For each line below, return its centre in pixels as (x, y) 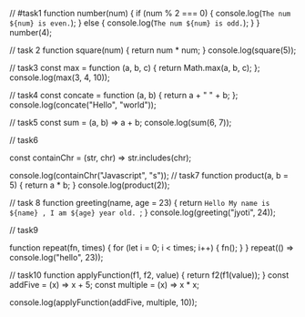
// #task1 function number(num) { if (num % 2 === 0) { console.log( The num (150, 13)
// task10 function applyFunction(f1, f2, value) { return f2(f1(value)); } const (149, 275)
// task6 (24, 140)
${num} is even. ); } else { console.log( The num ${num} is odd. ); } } (135, 23)
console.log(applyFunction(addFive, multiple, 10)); (103, 302)
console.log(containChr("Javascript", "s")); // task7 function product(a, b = (149, 175)
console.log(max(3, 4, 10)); (60, 77)
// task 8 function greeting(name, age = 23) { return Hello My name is (140, 203)
